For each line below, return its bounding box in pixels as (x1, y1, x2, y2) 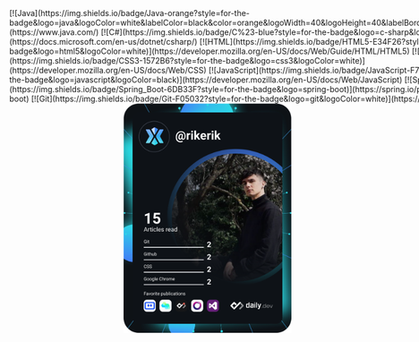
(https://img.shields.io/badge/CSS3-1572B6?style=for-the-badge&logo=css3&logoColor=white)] (9, 56, 365, 65)
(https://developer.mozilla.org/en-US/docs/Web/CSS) (9, 65, 207, 75)
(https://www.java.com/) (9, 27, 99, 38)
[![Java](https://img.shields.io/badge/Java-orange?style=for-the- (9, 8, 251, 18)
